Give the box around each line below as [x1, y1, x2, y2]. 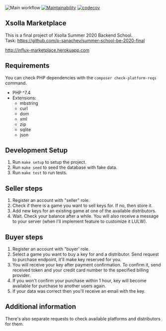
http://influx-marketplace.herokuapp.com [5, 47, 90, 53]
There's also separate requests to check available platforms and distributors [5, 316, 161, 322]
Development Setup [5, 146, 68, 155]
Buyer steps [5, 233, 44, 241]
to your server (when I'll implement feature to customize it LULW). [12, 218, 147, 224]
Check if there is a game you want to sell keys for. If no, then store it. [12, 202, 153, 208]
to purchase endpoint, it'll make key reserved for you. [12, 257, 121, 263]
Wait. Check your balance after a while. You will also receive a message [12, 213, 159, 219]
